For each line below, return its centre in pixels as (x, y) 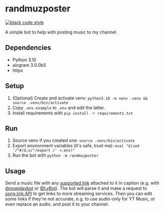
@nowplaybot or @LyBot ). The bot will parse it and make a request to (76, 188)
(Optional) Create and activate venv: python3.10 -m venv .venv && (80, 98)
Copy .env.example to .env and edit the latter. (59, 107)
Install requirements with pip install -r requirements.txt (73, 113)
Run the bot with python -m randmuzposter (55, 155)
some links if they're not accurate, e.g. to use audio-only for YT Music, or (80, 199)
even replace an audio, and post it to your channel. (57, 204)
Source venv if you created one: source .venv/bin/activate (74, 140)
